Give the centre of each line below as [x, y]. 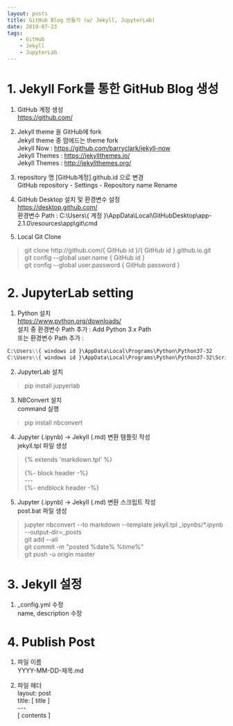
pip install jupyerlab [52, 386]
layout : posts [28, 14]
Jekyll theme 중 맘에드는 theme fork [68, 140]
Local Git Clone [39, 236]
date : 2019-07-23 [32, 26]
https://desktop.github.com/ [57, 207]
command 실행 [38, 409]
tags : [15, 33]
